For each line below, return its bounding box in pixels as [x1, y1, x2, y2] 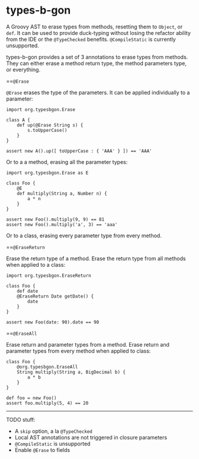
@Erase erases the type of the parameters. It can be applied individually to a [6, 89, 190, 96]
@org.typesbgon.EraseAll [17, 364, 78, 370]
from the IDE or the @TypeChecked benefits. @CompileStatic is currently [6, 35, 176, 43]
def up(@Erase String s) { [17, 122, 84, 128]
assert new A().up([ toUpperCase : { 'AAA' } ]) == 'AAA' [6, 148, 152, 154]
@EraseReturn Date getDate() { [17, 293, 94, 299]
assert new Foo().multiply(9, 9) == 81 [6, 216, 105, 222]
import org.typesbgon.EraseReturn [6, 273, 92, 279]
